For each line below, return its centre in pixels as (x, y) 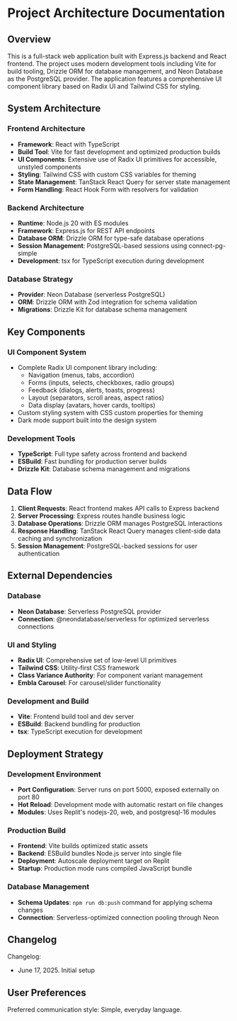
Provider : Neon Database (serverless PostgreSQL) (91, 295)
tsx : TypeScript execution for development (80, 732)
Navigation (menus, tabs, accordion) (81, 375)
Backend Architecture (46, 208)
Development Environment (54, 774)
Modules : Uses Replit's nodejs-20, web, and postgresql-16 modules (117, 812)
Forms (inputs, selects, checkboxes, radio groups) (101, 382)
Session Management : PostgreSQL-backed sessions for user (108, 546)
